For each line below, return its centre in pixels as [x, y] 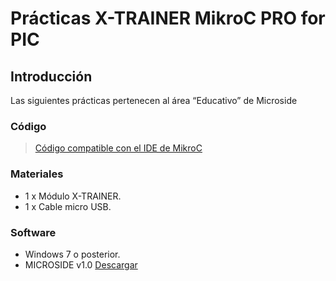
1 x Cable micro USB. [68, 206]
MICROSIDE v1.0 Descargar [81, 264]
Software [33, 232]
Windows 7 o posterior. [72, 254]
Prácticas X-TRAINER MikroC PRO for [168, 18]
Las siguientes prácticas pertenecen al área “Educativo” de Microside [154, 100]
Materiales [37, 174]
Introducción [51, 76]
